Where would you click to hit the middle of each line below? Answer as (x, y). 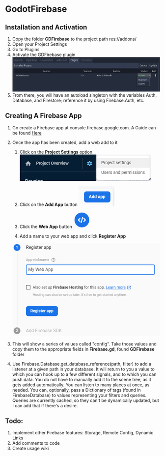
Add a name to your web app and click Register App (73, 236)
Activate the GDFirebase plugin (44, 55)
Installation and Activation (46, 27)
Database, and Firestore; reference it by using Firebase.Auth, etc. (78, 100)
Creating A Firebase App (43, 116)
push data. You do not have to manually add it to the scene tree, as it (82, 379)
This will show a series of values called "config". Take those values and (84, 344)
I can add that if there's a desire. (45, 405)
